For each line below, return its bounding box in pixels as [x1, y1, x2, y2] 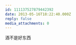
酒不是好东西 [5, 35, 31, 41]
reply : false [5, 16, 32, 21]
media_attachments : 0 [5, 21, 50, 26]
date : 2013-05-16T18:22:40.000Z [5, 12, 71, 17]
